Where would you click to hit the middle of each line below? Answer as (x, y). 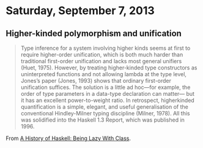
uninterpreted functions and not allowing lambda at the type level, (104, 74)
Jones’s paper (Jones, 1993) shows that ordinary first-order (96, 81)
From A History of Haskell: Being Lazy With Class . (68, 138)
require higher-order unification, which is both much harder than (102, 55)
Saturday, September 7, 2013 (80, 11)
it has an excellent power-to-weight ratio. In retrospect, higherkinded (108, 100)
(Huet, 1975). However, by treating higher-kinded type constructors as (109, 68)
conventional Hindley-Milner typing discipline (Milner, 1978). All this (105, 113)
